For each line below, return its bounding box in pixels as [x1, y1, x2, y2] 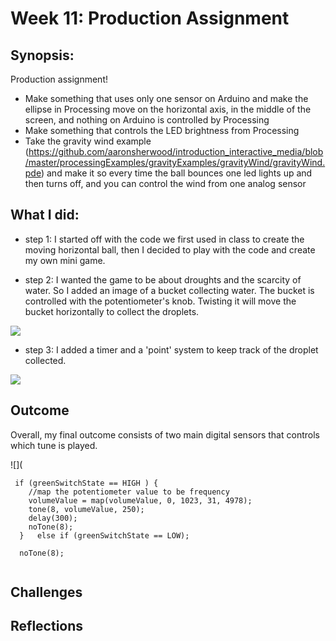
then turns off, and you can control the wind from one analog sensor [24, 178, 307, 189]
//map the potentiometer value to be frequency [28, 487, 230, 497]
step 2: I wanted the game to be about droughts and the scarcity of [24, 273, 302, 286]
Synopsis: [10, 47, 75, 64]
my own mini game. [24, 254, 106, 266]
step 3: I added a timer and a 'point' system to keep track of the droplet [24, 343, 319, 356]
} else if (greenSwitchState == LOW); [19, 530, 190, 541]
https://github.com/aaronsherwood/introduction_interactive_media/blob [28, 146, 324, 157]
